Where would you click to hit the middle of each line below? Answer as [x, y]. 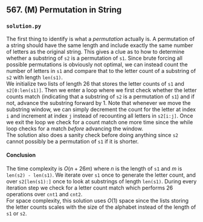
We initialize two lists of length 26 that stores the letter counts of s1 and [95, 83]
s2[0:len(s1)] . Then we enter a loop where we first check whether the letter [102, 90]
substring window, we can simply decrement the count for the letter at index [101, 109]
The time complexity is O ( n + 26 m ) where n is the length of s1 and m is [94, 168]
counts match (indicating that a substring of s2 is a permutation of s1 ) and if [101, 97]
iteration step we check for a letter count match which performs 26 [90, 188]
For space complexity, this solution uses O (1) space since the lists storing [98, 200]
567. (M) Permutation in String [64, 10]
